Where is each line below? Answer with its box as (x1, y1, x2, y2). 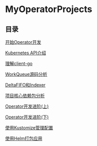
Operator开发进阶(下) (5, 114, 49, 120)
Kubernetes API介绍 (5, 50, 46, 56)
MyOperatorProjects (5, 4, 92, 15)
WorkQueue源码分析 (5, 71, 47, 77)
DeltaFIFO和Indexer (5, 82, 46, 88)
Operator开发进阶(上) (5, 103, 49, 109)
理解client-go (5, 60, 32, 66)
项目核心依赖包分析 (5, 93, 45, 99)
